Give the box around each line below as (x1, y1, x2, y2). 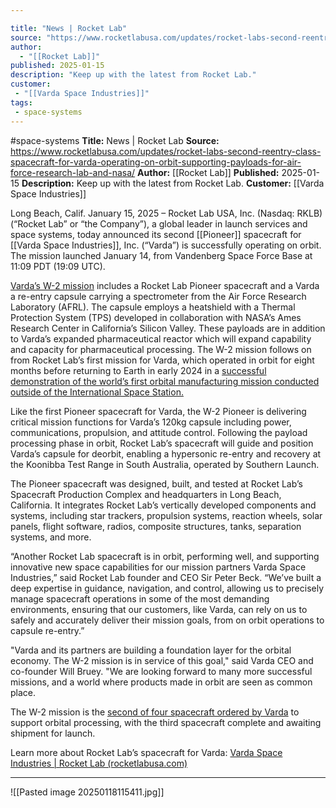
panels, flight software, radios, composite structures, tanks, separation (10, 520, 302, 532)
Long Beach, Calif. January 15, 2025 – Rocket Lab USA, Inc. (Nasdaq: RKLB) (10, 207, 323, 219)
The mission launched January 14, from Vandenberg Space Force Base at (10, 249, 313, 261)
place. (10, 686, 37, 698)
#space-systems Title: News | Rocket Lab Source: (10, 134, 220, 146)
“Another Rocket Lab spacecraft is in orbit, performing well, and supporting (10, 550, 320, 562)
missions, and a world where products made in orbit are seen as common (10, 676, 313, 688)
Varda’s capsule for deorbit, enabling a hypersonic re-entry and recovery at (10, 447, 322, 460)
